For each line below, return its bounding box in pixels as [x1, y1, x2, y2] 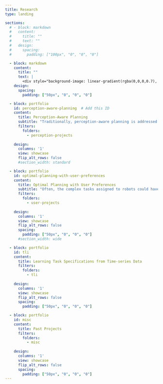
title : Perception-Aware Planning [17, 115, 88, 120]
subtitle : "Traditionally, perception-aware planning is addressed [17, 120, 158, 124]
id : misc [14, 317, 32, 322]
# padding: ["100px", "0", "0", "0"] [9, 52, 98, 57]
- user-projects [26, 200, 60, 205]
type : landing [5, 12, 34, 17]
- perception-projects [26, 133, 73, 138]
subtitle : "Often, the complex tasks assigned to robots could [17, 187, 149, 192]
